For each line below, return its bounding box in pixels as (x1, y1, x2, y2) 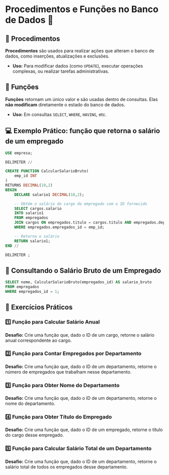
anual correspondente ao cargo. (5, 337, 72, 343)
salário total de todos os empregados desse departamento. (5, 463, 128, 470)
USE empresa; (5, 150, 33, 155)
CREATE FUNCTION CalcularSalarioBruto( (5, 169, 89, 174)
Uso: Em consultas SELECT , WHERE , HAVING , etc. (12, 111, 107, 117)
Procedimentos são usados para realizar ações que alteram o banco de (5, 48, 154, 54)
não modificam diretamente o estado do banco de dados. (5, 101, 126, 108)
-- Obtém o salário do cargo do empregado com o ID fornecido (14, 201, 147, 206)
